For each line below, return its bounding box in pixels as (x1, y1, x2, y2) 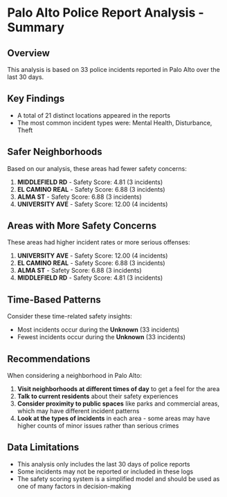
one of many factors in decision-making (17, 482, 131, 490)
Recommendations (7, 353, 91, 365)
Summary (7, 19, 64, 35)
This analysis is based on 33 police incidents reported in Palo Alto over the (7, 66, 220, 73)
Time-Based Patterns (7, 293, 102, 305)
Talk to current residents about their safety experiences (17, 392, 179, 401)
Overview (7, 47, 51, 59)
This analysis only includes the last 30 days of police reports (17, 460, 190, 468)
